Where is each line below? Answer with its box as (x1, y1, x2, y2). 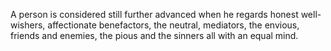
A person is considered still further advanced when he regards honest (10, 9, 299, 20)
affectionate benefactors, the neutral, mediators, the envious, (47, 19, 300, 31)
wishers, (10, 19, 46, 31)
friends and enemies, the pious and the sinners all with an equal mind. (10, 30, 299, 41)
